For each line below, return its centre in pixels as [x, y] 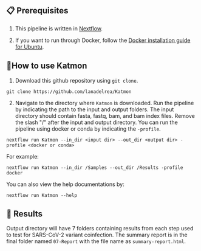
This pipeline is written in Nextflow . [59, 28]
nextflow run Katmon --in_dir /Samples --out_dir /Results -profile [95, 167]
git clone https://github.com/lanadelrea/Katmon [69, 91]
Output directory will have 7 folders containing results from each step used [100, 229]
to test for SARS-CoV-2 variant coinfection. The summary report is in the [97, 235]
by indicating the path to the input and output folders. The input [94, 109]
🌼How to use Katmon [47, 66]
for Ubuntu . [29, 46]
